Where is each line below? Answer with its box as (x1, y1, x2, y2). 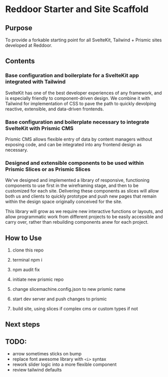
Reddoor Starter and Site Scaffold (5, 4, 149, 15)
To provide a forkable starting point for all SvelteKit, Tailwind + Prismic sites (5, 37, 162, 43)
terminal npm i (12, 257, 43, 263)
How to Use (5, 233, 42, 242)
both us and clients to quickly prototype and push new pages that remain (5, 193, 157, 200)
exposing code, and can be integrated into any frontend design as (5, 141, 142, 147)
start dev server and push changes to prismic (12, 296, 107, 302)
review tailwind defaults (12, 367, 62, 373)
